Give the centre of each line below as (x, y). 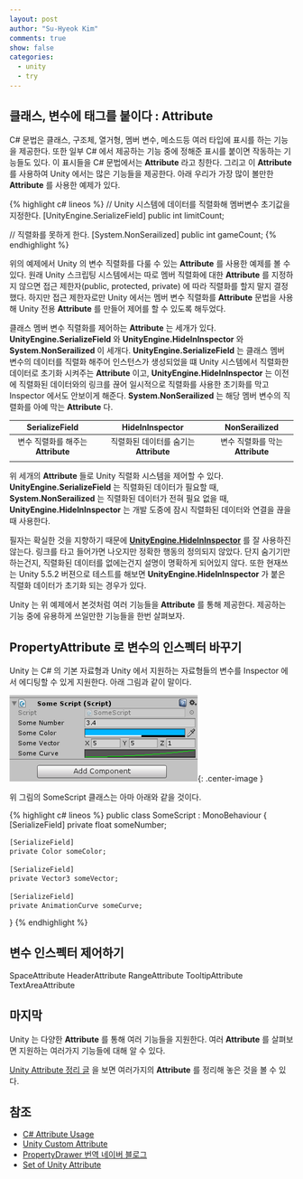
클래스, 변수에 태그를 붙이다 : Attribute (111, 116)
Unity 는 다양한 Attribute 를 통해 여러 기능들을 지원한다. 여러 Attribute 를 (139, 1039)
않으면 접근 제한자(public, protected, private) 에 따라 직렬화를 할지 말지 (145, 285)
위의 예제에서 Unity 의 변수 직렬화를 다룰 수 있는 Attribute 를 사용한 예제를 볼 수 (150, 263)
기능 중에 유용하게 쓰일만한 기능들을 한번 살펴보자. (97, 616)
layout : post (34, 19)
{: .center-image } (231, 778)
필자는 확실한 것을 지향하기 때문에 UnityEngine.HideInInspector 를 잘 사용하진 (150, 540)
